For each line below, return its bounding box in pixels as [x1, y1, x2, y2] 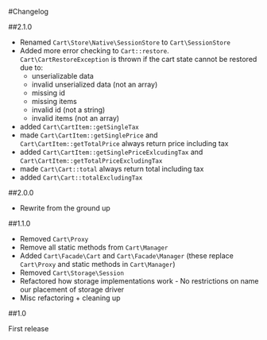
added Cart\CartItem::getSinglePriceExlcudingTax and [19, 147, 203, 156]
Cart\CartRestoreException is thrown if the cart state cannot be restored [19, 55, 257, 64]
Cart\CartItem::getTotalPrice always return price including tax [19, 139, 229, 148]
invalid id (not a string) [31, 105, 106, 114]
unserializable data [31, 71, 94, 80]
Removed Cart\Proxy [19, 234, 89, 243]
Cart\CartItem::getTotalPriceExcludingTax [19, 157, 163, 165]
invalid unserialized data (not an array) [31, 79, 158, 89]
